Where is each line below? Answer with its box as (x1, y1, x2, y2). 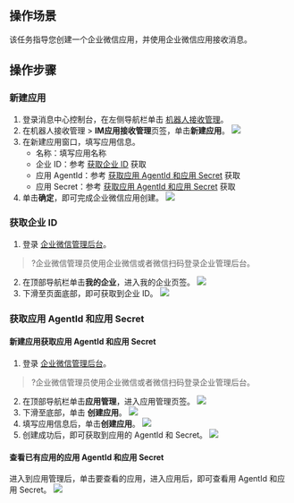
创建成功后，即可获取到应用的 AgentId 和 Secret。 (21, 429, 208, 440)
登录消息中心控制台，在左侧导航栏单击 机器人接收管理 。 (21, 114, 229, 124)
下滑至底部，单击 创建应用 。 (21, 406, 127, 418)
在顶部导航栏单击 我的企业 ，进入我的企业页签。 (21, 277, 195, 287)
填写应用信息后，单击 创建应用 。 (21, 418, 140, 429)
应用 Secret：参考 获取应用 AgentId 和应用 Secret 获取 (35, 181, 236, 192)
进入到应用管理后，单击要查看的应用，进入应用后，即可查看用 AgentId (9, 473, 268, 484)
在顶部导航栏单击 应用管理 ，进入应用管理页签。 (21, 396, 195, 406)
